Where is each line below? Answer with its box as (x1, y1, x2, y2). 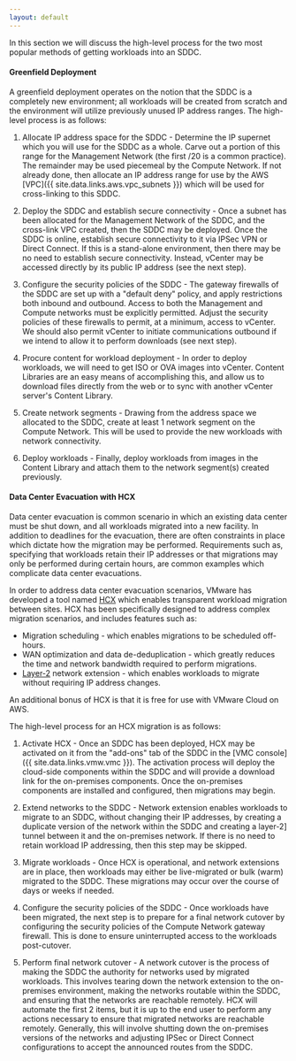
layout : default (9, 12, 69, 22)
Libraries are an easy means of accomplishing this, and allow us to (21, 371, 265, 381)
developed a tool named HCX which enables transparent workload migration (9, 595, 287, 605)
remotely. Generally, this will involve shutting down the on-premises (21, 1023, 269, 1034)
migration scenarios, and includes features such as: (9, 613, 197, 624)
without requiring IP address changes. (21, 678, 161, 688)
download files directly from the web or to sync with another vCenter (21, 381, 274, 391)
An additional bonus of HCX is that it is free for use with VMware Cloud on (9, 695, 279, 705)
